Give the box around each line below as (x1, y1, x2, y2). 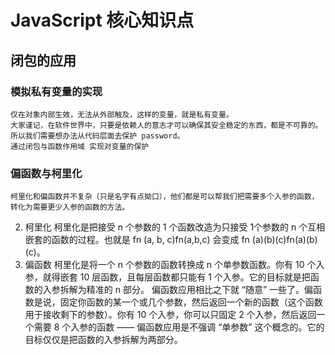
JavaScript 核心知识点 (10, 9, 195, 32)
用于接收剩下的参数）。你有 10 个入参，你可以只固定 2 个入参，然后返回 (24, 309, 317, 321)
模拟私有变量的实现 (10, 84, 103, 98)
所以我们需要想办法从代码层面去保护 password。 (10, 131, 185, 141)
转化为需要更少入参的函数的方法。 (10, 202, 130, 213)
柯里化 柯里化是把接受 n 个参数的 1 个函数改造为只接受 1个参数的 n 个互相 (24, 221, 326, 233)
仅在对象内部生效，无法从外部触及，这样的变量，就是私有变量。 (10, 109, 234, 120)
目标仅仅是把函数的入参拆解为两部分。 (24, 334, 183, 346)
